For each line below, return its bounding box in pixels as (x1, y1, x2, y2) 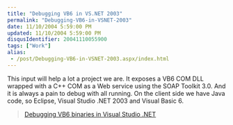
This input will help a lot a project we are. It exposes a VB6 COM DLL (7, 74, 204, 83)
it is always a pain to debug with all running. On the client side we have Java (7, 89, 225, 97)
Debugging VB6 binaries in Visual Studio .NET (24, 110, 156, 118)
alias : (7, 49, 26, 56)
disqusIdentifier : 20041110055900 (7, 36, 108, 43)
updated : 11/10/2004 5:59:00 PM (7, 29, 101, 37)
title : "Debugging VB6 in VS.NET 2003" (7, 10, 123, 17)
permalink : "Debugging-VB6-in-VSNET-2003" (7, 17, 132, 24)
